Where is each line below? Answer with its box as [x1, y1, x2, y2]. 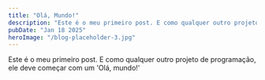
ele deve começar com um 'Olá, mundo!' [8, 64, 140, 73]
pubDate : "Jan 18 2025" [8, 26, 87, 34]
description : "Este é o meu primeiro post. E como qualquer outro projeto [8, 19, 259, 27]
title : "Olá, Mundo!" [8, 11, 80, 20]
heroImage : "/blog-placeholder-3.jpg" [8, 33, 136, 42]
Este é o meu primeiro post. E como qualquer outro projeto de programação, [8, 55, 256, 64]
